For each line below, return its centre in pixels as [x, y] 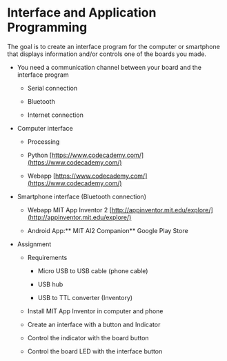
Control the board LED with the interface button [95, 351]
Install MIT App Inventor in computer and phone [95, 311]
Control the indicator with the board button [88, 337]
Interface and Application [82, 13]
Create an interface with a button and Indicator [94, 324]
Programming [47, 27]
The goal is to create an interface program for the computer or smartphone [114, 46]
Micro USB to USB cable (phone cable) [93, 270]
